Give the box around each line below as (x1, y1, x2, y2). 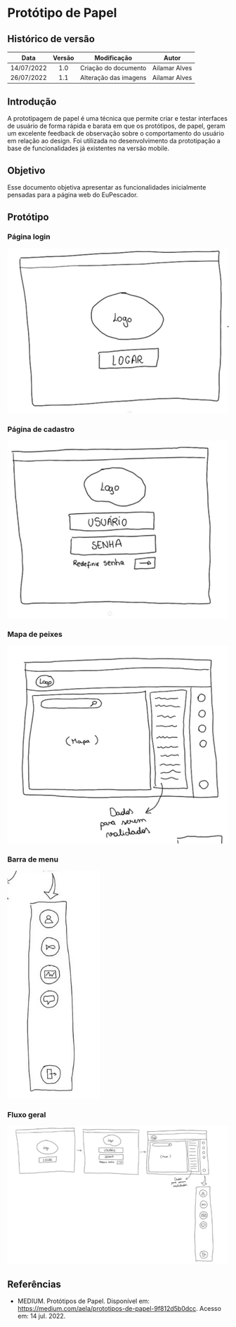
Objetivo (7, 164, 46, 176)
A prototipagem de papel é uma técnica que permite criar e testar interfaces (7, 114, 228, 123)
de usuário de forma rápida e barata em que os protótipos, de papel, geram (7, 121, 226, 131)
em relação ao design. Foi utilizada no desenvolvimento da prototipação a (7, 137, 221, 145)
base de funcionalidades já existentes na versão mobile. (7, 144, 170, 152)
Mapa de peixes (7, 630, 63, 640)
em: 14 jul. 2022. (17, 1312, 66, 1321)
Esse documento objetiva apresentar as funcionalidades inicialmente (7, 183, 206, 192)
